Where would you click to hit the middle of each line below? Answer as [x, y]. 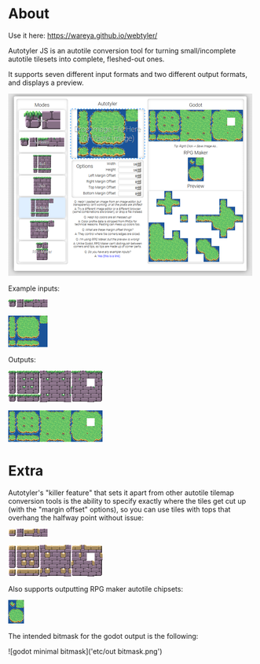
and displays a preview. [46, 83]
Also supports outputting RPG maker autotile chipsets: [95, 589]
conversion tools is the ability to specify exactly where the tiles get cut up [127, 501]
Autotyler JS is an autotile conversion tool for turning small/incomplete [122, 50]
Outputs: [22, 359]
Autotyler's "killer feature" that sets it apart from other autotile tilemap [121, 493]
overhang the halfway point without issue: [76, 517]
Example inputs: [34, 288]
